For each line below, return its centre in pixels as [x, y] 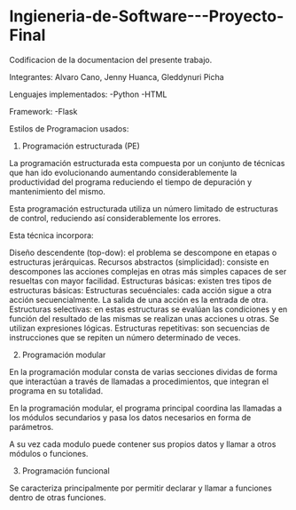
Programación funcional [66, 470]
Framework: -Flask [43, 111]
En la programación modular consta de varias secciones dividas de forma [143, 371]
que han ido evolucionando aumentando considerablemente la [123, 172]
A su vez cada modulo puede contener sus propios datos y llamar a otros [143, 444]
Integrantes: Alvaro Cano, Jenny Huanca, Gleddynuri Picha [117, 76]
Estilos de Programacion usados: [69, 128]
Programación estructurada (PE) [81, 146]
